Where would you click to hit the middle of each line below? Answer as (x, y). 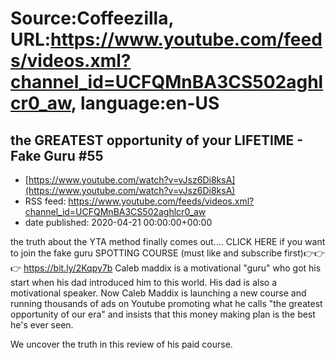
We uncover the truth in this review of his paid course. (121, 344)
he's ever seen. (42, 325)
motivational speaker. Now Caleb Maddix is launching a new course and (158, 293)
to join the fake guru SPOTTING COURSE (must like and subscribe (146, 253)
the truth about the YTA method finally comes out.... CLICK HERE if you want (168, 241)
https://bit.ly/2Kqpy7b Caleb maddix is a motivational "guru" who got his (172, 268)
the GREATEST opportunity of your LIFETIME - (157, 140)
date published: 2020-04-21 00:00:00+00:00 (118, 222)
